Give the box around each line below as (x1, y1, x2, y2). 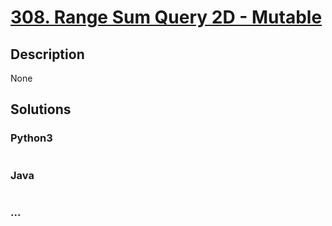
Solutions (10, 101, 72, 118)
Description (10, 46, 85, 63)
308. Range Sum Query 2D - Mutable (10, 6, 323, 29)
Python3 (10, 131, 53, 145)
